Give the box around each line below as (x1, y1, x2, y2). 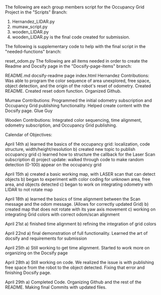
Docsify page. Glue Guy (5, 108, 53, 114)
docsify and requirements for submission (5, 235, 87, 241)
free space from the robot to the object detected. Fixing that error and (5, 264, 145, 270)
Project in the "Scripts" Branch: (5, 9, 68, 15)
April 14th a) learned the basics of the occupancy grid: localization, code (5, 141, 150, 147)
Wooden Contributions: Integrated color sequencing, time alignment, (5, 117, 142, 123)
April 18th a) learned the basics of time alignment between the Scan (5, 196, 141, 202)
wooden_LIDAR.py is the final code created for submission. (12, 34, 130, 40)
